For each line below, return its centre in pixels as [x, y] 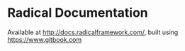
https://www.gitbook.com [45, 39]
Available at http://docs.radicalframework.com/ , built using [93, 32]
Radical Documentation [78, 13]
